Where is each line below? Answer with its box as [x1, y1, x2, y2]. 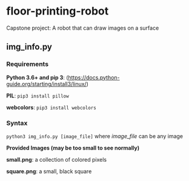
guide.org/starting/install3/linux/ [6, 80, 87, 87]
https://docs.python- [68, 74, 120, 81]
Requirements [6, 60, 49, 68]
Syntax [6, 119, 28, 127]
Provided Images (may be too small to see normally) [6, 144, 140, 151]
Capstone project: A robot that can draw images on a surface [6, 24, 159, 31]
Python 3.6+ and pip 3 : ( [6, 74, 68, 81]
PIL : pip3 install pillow [6, 92, 69, 99]
